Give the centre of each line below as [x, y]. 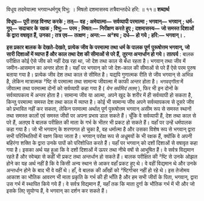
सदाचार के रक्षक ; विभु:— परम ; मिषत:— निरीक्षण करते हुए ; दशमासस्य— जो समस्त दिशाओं [106, 28]
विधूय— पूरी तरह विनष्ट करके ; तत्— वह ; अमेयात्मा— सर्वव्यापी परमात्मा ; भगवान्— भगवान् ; [95, 22]
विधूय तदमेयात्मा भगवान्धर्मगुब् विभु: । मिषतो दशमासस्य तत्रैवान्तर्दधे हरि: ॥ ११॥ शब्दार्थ [88, 9]
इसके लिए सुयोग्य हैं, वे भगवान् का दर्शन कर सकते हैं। [57, 191]
